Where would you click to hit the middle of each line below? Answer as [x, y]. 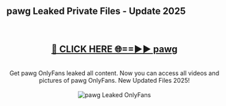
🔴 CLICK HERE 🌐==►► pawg [114, 50]
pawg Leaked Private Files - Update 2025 [96, 11]
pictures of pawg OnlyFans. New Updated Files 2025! [114, 80]
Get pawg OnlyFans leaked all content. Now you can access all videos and [114, 73]
